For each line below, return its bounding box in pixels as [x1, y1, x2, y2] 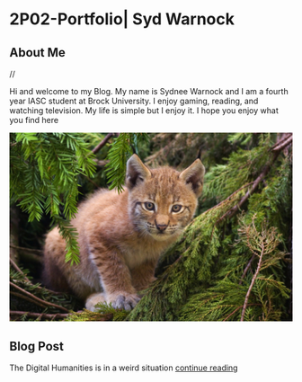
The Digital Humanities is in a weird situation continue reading [9, 362, 238, 373]
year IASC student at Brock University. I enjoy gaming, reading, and [9, 95, 259, 106]
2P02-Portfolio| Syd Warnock [9, 9, 235, 30]
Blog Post [9, 339, 65, 354]
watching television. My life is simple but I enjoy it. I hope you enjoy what [9, 105, 279, 116]
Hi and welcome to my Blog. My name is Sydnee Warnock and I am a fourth [9, 86, 289, 96]
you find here [9, 115, 59, 125]
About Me [9, 45, 66, 60]
